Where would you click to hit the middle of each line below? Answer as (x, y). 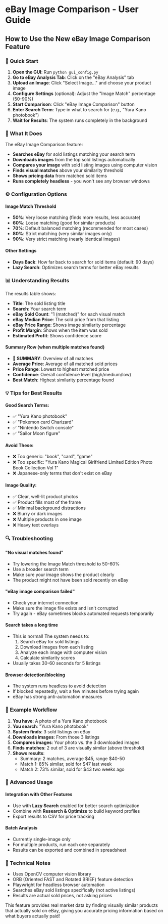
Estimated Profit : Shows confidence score (57, 335)
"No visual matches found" (35, 553)
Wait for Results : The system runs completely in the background (80, 120)
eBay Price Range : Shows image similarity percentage (69, 325)
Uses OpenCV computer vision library (52, 874)
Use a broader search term (41, 569)
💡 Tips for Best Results (34, 393)
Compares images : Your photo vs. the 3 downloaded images (76, 742)
